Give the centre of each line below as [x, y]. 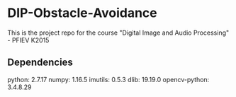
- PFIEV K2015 [28, 40]
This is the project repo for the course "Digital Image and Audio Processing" [118, 33]
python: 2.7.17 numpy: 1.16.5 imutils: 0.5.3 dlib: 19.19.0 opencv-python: [108, 79]
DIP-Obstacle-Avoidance [82, 13]
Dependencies [40, 63]
